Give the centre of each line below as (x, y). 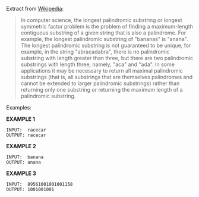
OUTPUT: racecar (26, 135)
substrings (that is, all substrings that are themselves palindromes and (107, 77)
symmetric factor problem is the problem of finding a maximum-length (107, 26)
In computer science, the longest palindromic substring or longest (101, 20)
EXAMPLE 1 (21, 119)
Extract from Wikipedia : (35, 9)
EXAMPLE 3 (21, 173)
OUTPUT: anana (24, 162)
